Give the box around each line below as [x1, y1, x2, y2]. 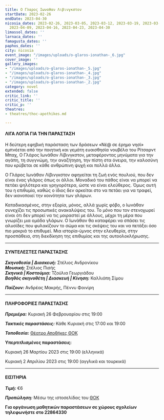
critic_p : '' [5, 102, 32, 107]
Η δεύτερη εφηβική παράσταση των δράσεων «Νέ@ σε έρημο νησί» [5, 141, 144, 147]
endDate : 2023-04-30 [5, 16, 47, 21]
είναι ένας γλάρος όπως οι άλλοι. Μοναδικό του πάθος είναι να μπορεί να [5, 177, 158, 183]
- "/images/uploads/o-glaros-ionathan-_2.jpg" [5, 80, 102, 84]
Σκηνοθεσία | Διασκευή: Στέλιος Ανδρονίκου [5, 260, 99, 266]
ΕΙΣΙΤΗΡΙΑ [5, 374, 27, 380]
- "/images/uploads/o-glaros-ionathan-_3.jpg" [5, 75, 102, 80]
